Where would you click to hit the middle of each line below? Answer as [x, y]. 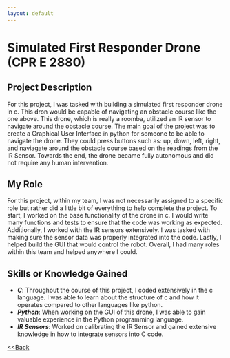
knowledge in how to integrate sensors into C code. [90, 334]
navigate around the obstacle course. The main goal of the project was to [111, 126]
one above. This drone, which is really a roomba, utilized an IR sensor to [109, 118]
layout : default [30, 13]
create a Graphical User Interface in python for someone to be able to [106, 133]
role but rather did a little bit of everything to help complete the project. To [112, 208]
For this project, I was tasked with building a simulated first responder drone [115, 104]
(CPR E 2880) [46, 62]
